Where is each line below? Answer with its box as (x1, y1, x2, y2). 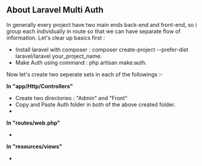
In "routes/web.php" (6, 119, 61, 126)
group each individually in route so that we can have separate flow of (6, 27, 181, 35)
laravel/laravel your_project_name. (15, 52, 102, 60)
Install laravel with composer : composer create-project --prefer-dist (15, 46, 189, 53)
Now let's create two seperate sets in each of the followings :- (6, 70, 163, 78)
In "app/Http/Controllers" (6, 82, 73, 90)
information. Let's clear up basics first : (6, 34, 105, 41)
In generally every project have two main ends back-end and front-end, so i (6, 21, 197, 28)
